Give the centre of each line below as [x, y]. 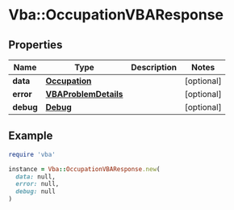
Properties [36, 45]
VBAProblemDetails [84, 94]
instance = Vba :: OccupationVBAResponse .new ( [84, 169]
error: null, [38, 184]
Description [154, 67]
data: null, [36, 176]
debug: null [36, 191]
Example [31, 136]
